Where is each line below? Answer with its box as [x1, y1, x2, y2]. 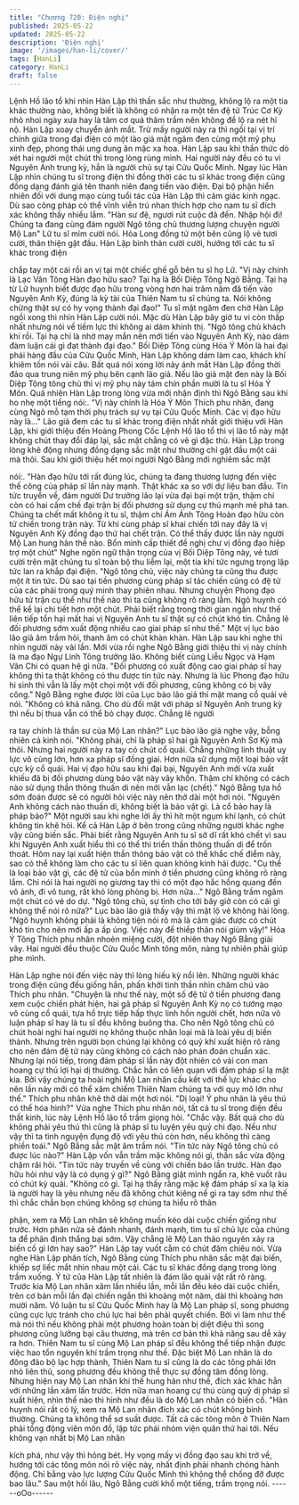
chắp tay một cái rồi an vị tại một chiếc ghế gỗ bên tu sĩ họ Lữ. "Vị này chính [9, 264, 289, 275]
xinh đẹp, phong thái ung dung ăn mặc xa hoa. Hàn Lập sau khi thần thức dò [9, 143, 289, 153]
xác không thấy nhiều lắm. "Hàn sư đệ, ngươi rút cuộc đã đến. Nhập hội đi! [9, 209, 283, 219]
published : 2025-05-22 [9, 21, 93, 30]
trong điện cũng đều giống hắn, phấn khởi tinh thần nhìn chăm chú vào [9, 979, 270, 990]
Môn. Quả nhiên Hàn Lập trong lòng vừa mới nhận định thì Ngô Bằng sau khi [9, 387, 288, 398]
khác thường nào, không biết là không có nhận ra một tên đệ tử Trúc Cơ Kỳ [9, 104, 283, 116]
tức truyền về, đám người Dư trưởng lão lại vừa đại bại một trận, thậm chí [9, 489, 275, 500]
